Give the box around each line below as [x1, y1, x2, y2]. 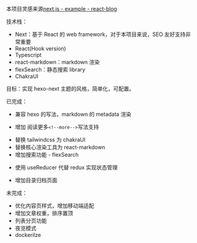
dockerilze [14, 232, 41, 238]
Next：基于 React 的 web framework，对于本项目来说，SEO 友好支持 [14, 31, 186, 38]
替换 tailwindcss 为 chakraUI [14, 136, 86, 143]
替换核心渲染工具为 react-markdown [14, 143, 106, 151]
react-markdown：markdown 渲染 [14, 59, 100, 65]
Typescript [14, 52, 42, 58]
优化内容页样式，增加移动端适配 [14, 202, 94, 209]
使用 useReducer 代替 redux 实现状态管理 [14, 164, 118, 171]
